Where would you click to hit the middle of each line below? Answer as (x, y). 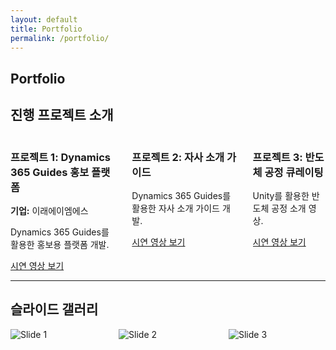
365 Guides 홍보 (50, 172)
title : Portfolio (46, 29)
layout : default (44, 19)
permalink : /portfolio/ (60, 38)
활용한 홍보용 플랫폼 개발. (60, 244)
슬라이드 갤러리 (54, 309)
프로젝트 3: (277, 157)
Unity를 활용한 (281, 195)
